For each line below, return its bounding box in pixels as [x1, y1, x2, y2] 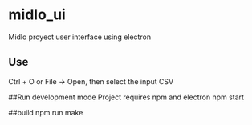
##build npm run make [8, 107, 83, 117]
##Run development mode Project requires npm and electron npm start [8, 92, 245, 102]
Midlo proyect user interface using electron [8, 32, 151, 42]
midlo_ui [8, 6, 66, 24]
